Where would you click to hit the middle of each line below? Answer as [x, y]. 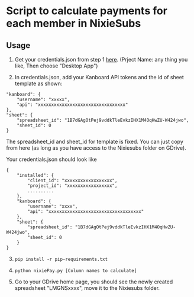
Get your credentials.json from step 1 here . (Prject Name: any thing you [101, 59]
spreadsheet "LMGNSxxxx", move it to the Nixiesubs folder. [87, 288]
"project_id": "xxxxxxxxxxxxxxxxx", [72, 186]
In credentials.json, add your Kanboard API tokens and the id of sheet [99, 77]
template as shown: [38, 83]
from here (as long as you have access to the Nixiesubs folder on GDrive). [96, 148]
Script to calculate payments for [87, 11]
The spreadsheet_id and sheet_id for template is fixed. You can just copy [95, 141]
